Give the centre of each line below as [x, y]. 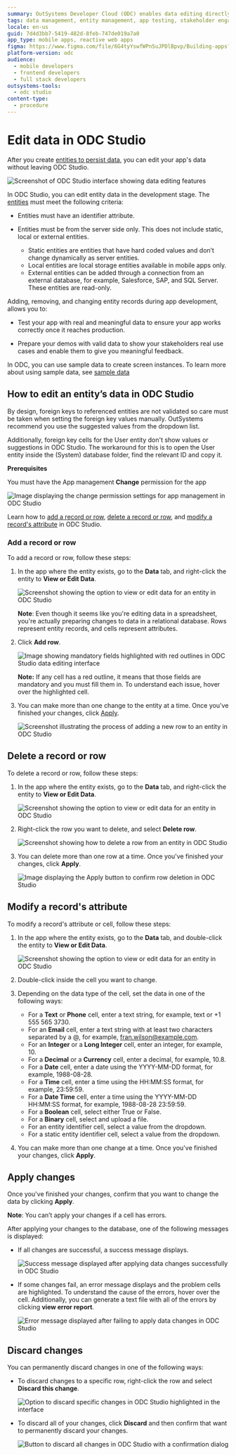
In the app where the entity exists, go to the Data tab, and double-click [120, 937]
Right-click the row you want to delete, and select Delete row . [107, 829]
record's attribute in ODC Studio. [54, 524]
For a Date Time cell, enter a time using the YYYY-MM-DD [112, 1097]
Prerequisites [27, 468]
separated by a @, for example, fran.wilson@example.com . [113, 1037]
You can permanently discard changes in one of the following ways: [105, 1367]
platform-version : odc [40, 53]
